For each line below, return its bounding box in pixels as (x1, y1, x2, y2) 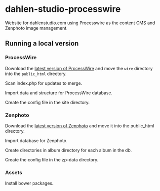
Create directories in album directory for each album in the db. (5, 147, 132, 153)
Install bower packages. (5, 180, 54, 186)
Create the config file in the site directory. (5, 99, 90, 105)
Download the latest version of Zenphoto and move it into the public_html (5, 122, 154, 129)
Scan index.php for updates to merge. (5, 80, 82, 86)
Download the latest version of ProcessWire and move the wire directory (5, 65, 153, 71)
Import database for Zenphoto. (5, 137, 68, 144)
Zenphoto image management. (5, 25, 68, 31)
